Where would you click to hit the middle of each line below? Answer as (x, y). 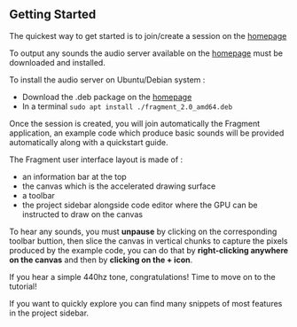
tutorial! (23, 286)
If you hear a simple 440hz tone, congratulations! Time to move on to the (143, 276)
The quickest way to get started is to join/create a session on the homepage (148, 35)
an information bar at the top (74, 176)
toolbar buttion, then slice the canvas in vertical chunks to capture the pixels (148, 241)
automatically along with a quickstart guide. (89, 142)
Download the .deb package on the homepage (107, 97)
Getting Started (53, 15)
